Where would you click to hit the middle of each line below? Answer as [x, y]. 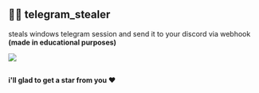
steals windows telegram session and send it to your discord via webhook [129, 33]
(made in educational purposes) [63, 42]
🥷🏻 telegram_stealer [59, 15]
